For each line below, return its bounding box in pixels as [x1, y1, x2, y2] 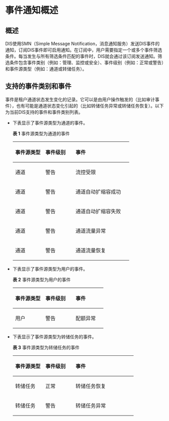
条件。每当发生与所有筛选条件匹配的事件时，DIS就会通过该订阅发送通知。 [5, 54, 158, 59]
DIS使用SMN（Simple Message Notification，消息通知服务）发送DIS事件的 [5, 41, 160, 46]
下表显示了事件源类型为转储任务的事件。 [12, 334, 97, 340]
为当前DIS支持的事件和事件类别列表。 [5, 109, 83, 115]
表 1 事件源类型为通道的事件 [12, 130, 70, 136]
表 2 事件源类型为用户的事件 [12, 276, 71, 283]
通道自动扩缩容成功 [75, 188, 121, 195]
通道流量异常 [75, 227, 106, 234]
